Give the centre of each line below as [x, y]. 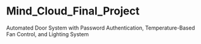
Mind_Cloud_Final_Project [73, 11]
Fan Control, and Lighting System [48, 34]
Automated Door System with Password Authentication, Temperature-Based [101, 28]
